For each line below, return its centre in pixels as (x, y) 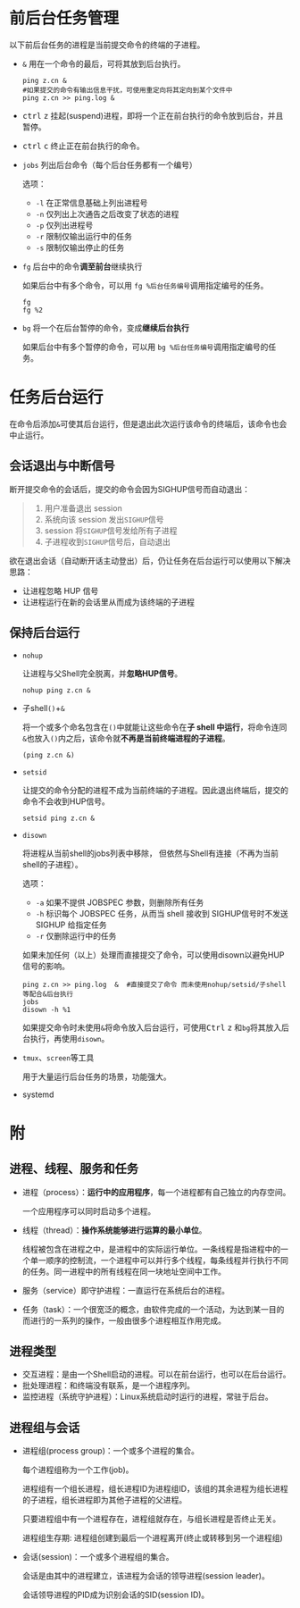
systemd (38, 1094)
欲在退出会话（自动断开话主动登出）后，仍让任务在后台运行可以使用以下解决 (150, 560)
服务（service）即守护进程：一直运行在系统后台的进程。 (126, 1290)
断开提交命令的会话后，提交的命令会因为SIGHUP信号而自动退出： (129, 489)
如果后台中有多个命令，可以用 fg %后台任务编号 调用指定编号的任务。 (145, 285)
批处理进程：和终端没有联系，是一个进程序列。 (108, 1386)
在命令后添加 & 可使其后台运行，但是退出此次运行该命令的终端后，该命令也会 (148, 423)
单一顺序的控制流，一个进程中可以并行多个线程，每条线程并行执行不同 (159, 1260)
